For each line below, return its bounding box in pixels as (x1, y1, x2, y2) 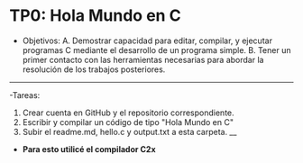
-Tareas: (9, 89, 41, 100)
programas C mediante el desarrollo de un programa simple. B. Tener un (22, 44, 291, 55)
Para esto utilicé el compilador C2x (22, 143, 156, 154)
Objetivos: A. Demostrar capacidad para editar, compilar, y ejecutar (22, 35, 273, 46)
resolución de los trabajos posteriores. (22, 64, 166, 75)
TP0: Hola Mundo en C (9, 5, 182, 26)
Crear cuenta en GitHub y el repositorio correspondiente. (22, 107, 234, 118)
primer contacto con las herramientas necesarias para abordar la (22, 54, 264, 65)
